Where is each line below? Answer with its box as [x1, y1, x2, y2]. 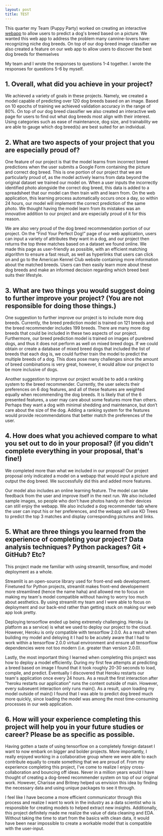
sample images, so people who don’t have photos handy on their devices [5, 498, 152, 504]
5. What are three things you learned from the [5, 528, 146, 536]
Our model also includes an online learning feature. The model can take [5, 487, 148, 493]
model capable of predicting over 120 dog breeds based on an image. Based [5, 98, 159, 104]
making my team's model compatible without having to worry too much [5, 594, 148, 599]
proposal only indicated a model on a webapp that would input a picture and [5, 473, 158, 479]
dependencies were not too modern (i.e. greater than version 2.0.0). [5, 645, 142, 651]
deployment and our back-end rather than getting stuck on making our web [5, 604, 157, 610]
